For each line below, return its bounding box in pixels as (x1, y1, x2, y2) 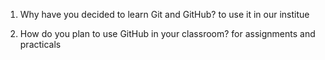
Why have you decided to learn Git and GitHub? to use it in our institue (19, 9, 310, 20)
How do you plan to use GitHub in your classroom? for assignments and (19, 28, 316, 39)
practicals (19, 39, 62, 50)
